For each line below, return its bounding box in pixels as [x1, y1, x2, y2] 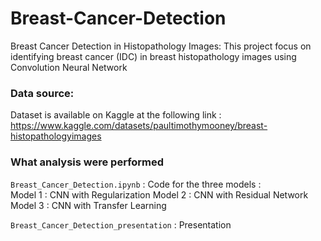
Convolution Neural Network [10, 61, 128, 73]
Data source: [10, 86, 75, 100]
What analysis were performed [10, 155, 165, 169]
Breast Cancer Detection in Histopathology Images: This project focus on [10, 40, 312, 52]
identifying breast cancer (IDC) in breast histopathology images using [10, 50, 297, 62]
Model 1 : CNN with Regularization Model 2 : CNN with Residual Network [10, 188, 309, 201]
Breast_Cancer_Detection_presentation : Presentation [10, 218, 232, 231]
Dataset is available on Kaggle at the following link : [10, 109, 222, 121]
